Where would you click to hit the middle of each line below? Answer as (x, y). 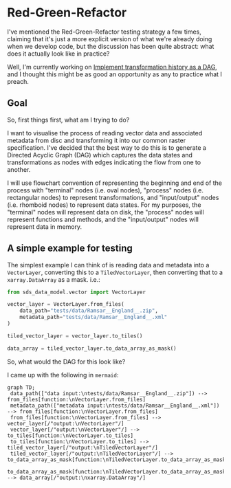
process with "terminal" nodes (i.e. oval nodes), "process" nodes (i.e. (106, 190)
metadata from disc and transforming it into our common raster (97, 140)
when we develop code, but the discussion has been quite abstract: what (111, 46)
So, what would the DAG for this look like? (66, 362)
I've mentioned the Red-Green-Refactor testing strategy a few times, (104, 32)
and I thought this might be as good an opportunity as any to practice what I (114, 74)
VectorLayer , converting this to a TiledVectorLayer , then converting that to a (115, 272)
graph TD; (21, 387)
